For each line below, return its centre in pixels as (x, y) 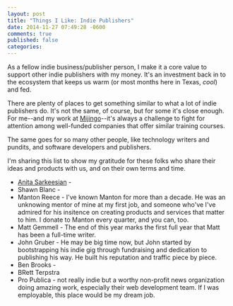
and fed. (19, 90)
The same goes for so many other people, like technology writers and (108, 140)
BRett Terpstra (38, 272)
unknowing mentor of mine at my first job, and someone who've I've (116, 205)
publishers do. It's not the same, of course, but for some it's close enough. (116, 111)
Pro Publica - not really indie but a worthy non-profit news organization (121, 280)
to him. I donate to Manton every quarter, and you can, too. (103, 220)
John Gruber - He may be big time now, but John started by (104, 242)
